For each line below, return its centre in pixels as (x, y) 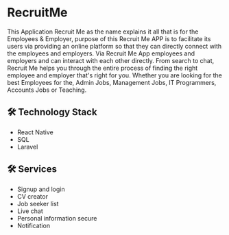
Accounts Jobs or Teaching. (47, 90)
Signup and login (41, 189)
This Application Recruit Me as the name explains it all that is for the (103, 32)
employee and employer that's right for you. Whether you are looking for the (115, 75)
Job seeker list (38, 203)
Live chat (30, 211)
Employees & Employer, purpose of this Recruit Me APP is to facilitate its (109, 38)
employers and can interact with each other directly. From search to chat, (111, 60)
